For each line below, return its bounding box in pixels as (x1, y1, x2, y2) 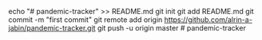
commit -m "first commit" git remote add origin (8, 15, 163, 24)
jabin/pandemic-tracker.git (8, 24, 96, 32)
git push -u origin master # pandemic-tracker (97, 24, 246, 32)
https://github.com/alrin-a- (164, 15, 253, 24)
